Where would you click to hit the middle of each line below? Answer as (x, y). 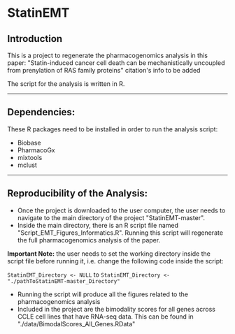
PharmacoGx (36, 150)
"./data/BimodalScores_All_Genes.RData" (76, 324)
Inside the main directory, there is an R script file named (98, 225)
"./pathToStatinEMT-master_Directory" (64, 281)
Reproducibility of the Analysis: (78, 194)
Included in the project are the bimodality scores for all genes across (116, 309)
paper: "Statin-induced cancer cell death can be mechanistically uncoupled (116, 63)
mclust (27, 165)
